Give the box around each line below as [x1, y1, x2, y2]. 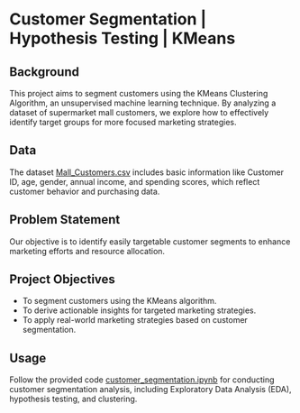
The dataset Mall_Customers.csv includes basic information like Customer [9, 167, 284, 178]
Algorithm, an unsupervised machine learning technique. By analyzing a [9, 97, 277, 108]
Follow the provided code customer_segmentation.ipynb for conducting [9, 374, 275, 385]
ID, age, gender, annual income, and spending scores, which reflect [9, 176, 260, 187]
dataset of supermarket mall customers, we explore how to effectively [9, 107, 269, 117]
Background [9, 64, 79, 79]
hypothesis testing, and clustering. [9, 393, 138, 405]
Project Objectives [9, 271, 115, 288]
